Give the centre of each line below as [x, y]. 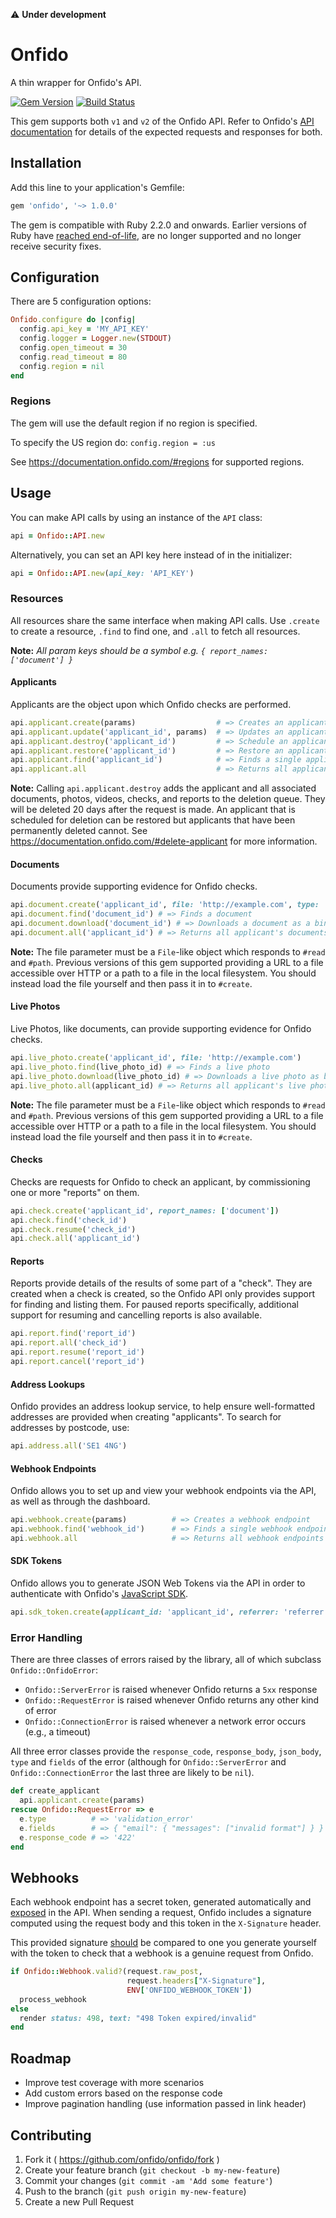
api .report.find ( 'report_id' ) [73, 1334]
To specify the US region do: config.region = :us [113, 442]
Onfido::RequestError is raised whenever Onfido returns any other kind [172, 1700]
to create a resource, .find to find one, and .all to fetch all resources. [155, 631]
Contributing [51, 2135]
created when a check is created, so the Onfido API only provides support [163, 1294]
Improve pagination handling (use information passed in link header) [165, 2104]
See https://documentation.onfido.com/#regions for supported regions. [157, 461]
